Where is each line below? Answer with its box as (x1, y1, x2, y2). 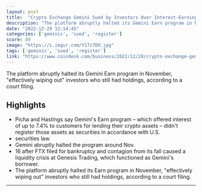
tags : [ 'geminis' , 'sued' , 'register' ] (6, 48, 106, 54)
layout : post (6, 8, 39, 15)
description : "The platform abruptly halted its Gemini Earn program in (6, 20, 192, 26)
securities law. (14, 135, 51, 142)
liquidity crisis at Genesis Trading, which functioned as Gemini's (14, 154, 174, 161)
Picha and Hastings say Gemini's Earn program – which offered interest (14, 116, 192, 123)
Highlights (6, 100, 46, 110)
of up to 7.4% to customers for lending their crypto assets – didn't (14, 122, 179, 130)
